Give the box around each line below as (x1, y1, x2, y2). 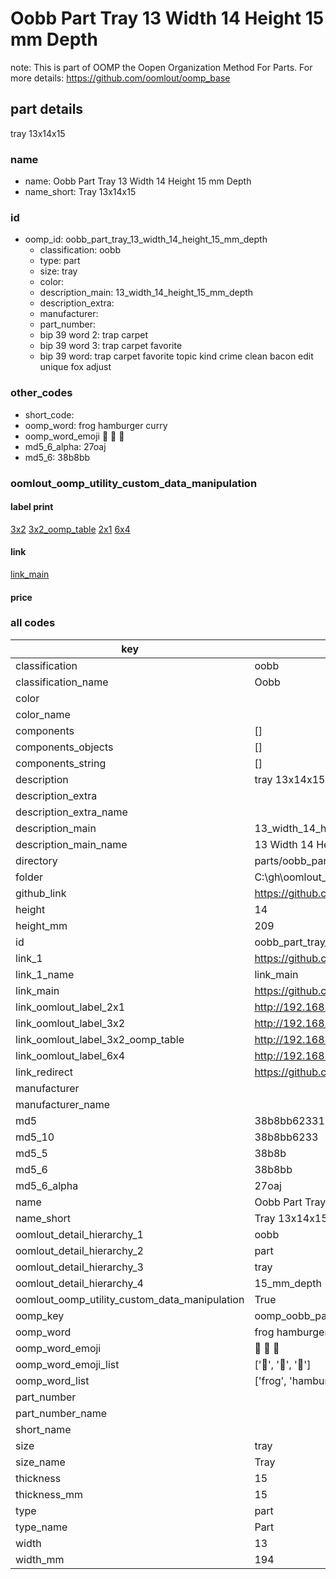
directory (15, 853, 58, 867)
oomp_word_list (15, 1373, 90, 1387)
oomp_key (15, 1308, 65, 1322)
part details (10, 101, 84, 118)
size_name (15, 1455, 66, 1469)
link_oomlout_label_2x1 (15, 1000, 126, 1014)
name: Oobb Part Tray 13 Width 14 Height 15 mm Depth (24, 175, 252, 187)
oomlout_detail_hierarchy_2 (15, 1243, 144, 1257)
